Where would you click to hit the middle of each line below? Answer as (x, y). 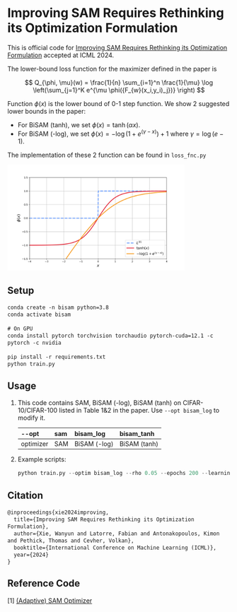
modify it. (31, 418)
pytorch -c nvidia (34, 343)
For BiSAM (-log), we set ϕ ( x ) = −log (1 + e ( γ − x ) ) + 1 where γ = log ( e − (121, 133)
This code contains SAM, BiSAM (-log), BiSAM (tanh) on (99, 403)
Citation (25, 495)
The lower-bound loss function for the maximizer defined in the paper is (112, 69)
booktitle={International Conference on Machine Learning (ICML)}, (115, 548)
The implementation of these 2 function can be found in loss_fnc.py (107, 155)
